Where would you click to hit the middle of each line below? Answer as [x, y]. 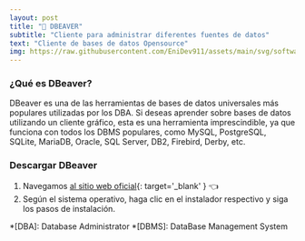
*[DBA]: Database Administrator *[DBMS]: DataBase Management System [149, 226]
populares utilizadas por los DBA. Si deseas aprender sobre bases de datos [151, 113]
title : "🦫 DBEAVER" [46, 26]
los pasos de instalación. [69, 208]
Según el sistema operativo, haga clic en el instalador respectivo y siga [155, 199]
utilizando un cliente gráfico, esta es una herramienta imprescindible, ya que [152, 123]
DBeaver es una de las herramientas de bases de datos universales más [144, 103]
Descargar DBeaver [54, 166]
